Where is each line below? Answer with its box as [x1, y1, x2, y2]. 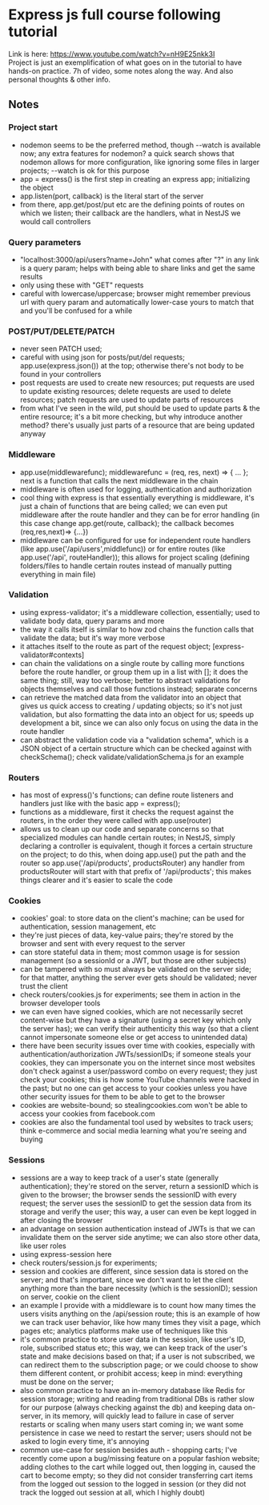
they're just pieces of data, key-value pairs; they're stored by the [19, 930, 234, 940]
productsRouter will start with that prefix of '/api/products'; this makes [19, 867, 252, 877]
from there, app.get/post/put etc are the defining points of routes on [19, 199, 246, 209]
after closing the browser [19, 1215, 103, 1225]
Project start [8, 122, 58, 133]
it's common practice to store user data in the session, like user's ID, [19, 1334, 246, 1344]
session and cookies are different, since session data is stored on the [19, 1266, 249, 1276]
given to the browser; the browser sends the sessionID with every [19, 1190, 238, 1199]
